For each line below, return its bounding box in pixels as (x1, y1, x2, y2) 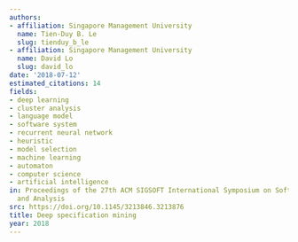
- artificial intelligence (9, 178, 109, 187)
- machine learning (9, 152, 82, 162)
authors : (9, 12, 42, 22)
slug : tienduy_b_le (17, 37, 90, 47)
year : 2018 (9, 219, 50, 228)
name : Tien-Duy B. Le (17, 29, 98, 38)
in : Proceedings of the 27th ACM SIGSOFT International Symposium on (9, 186, 272, 195)
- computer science (9, 169, 82, 178)
